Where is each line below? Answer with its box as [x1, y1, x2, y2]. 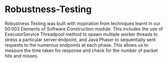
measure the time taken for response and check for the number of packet [5, 47, 158, 53]
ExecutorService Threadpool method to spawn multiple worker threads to [5, 31, 158, 37]
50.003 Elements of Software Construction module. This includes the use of [5, 25, 163, 31]
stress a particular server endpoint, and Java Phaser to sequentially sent [5, 37, 156, 43]
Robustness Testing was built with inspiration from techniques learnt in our [5, 20, 160, 26]
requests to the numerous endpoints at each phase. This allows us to [5, 42, 149, 48]
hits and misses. [5, 52, 39, 59]
